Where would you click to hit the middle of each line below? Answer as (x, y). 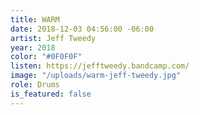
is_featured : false (51, 94)
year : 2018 (33, 47)
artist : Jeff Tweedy (53, 38)
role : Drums (35, 85)
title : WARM (35, 19)
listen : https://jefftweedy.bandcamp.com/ (100, 66)
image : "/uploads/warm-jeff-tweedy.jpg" (96, 76)
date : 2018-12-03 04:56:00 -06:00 (82, 29)
